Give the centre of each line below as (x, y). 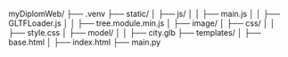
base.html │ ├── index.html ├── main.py (85, 42)
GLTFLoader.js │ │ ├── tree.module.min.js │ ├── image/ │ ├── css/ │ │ (142, 23)
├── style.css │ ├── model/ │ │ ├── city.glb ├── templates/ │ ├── (135, 33)
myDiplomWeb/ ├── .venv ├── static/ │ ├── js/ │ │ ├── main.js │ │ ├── (144, 14)
